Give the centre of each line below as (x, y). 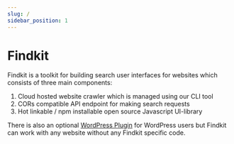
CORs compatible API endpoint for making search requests (104, 104)
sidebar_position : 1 (38, 21)
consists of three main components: (60, 83)
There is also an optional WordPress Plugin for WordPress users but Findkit (117, 126)
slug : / (19, 14)
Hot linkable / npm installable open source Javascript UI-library (110, 111)
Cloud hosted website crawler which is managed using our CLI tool (116, 96)
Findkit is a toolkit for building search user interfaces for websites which (112, 75)
